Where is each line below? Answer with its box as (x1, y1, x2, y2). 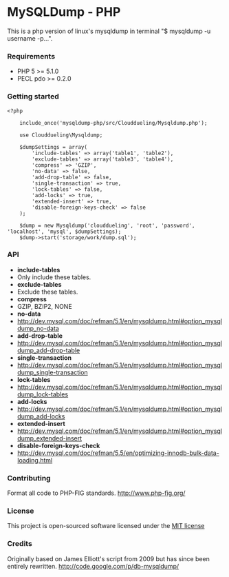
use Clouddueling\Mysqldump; (19, 132, 103, 139)
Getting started (7, 92, 60, 101)
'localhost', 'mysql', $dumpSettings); (7, 228, 122, 235)
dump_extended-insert (17, 434, 83, 442)
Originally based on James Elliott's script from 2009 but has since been (7, 554, 210, 563)
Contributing (7, 473, 51, 483)
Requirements (7, 51, 56, 61)
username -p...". (7, 34, 53, 42)
